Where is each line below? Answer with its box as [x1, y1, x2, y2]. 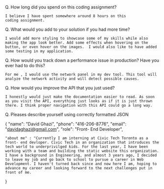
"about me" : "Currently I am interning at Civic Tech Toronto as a [5, 136, 148, 141]
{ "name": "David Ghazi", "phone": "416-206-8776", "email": [5, 121, 127, 127]
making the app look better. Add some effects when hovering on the [5, 40, 148, 45]
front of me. [5, 170, 32, 175]
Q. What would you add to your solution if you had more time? [5, 26, 130, 32]
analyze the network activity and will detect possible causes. [5, 76, 139, 81]
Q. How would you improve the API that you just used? [5, 85, 115, 91]
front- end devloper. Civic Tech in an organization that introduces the [5, 140, 160, 145]
